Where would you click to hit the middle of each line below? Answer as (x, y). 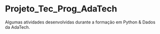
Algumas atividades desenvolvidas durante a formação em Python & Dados (80, 22)
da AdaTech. (17, 27)
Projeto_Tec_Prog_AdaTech (61, 9)
